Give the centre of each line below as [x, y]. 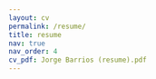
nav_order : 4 [33, 52]
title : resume [35, 35]
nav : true [27, 43]
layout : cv [29, 18]
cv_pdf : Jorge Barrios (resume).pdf [78, 60]
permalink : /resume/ [48, 26]
